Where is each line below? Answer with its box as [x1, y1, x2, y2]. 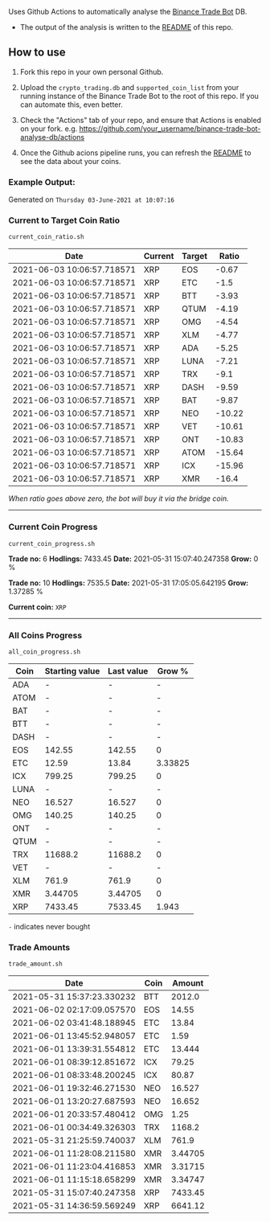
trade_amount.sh [8, 960, 63, 968]
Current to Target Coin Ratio [8, 215, 121, 226]
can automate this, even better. [19, 100, 123, 109]
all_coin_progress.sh [8, 648, 81, 656]
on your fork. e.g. [19, 124, 78, 133]
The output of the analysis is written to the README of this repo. [19, 23, 234, 31]
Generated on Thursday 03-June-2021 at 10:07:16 [8, 195, 175, 204]
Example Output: [8, 176, 76, 187]
